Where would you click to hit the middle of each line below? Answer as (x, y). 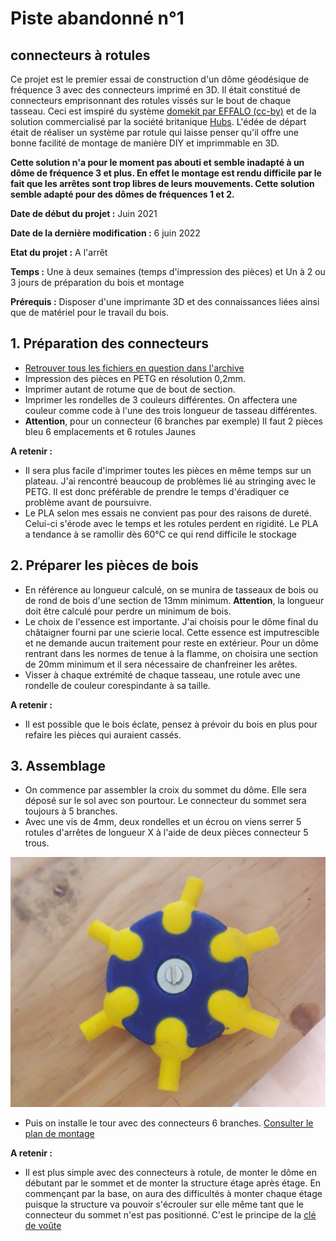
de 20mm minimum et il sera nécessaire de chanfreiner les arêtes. (161, 664)
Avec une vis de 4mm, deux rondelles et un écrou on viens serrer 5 (163, 822)
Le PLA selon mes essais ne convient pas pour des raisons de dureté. (168, 513)
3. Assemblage (58, 766)
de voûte (43, 1225)
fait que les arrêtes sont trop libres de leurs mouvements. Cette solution (162, 183)
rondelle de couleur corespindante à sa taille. (117, 685)
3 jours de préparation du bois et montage (97, 282)
